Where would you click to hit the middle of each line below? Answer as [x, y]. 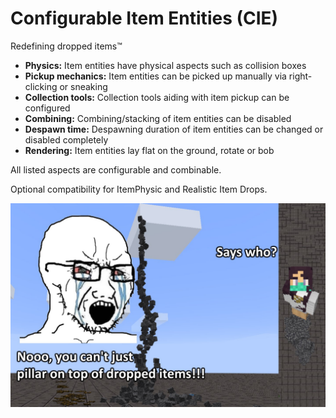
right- [300, 76]
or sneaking [83, 86]
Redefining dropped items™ [66, 46]
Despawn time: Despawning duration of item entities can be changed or [174, 129]
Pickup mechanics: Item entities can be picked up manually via [155, 76]
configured [47, 108]
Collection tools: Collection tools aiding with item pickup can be [157, 97]
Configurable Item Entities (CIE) [144, 18]
